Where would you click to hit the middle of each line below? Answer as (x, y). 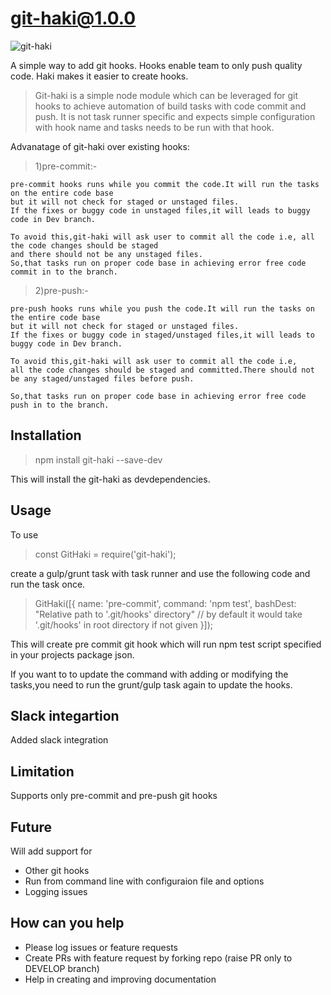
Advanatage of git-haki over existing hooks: (100, 146)
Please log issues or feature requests (101, 947)
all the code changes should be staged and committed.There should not (162, 370)
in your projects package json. (72, 654)
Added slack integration (59, 740)
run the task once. (48, 584)
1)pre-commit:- (66, 166)
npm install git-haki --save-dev (98, 459)
